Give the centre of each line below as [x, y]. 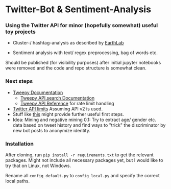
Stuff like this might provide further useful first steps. [68, 114]
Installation [20, 144]
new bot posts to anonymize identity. [52, 130]
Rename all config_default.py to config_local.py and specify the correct [82, 176]
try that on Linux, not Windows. [38, 166]
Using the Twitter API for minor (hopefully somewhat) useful [82, 26]
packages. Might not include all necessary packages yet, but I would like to [84, 160]
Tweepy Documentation [38, 92]
